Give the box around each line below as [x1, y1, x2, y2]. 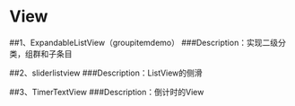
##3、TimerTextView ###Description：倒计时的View [9, 86, 204, 97]
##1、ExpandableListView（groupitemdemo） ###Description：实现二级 [9, 37, 279, 48]
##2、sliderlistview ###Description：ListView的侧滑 [9, 67, 204, 78]
